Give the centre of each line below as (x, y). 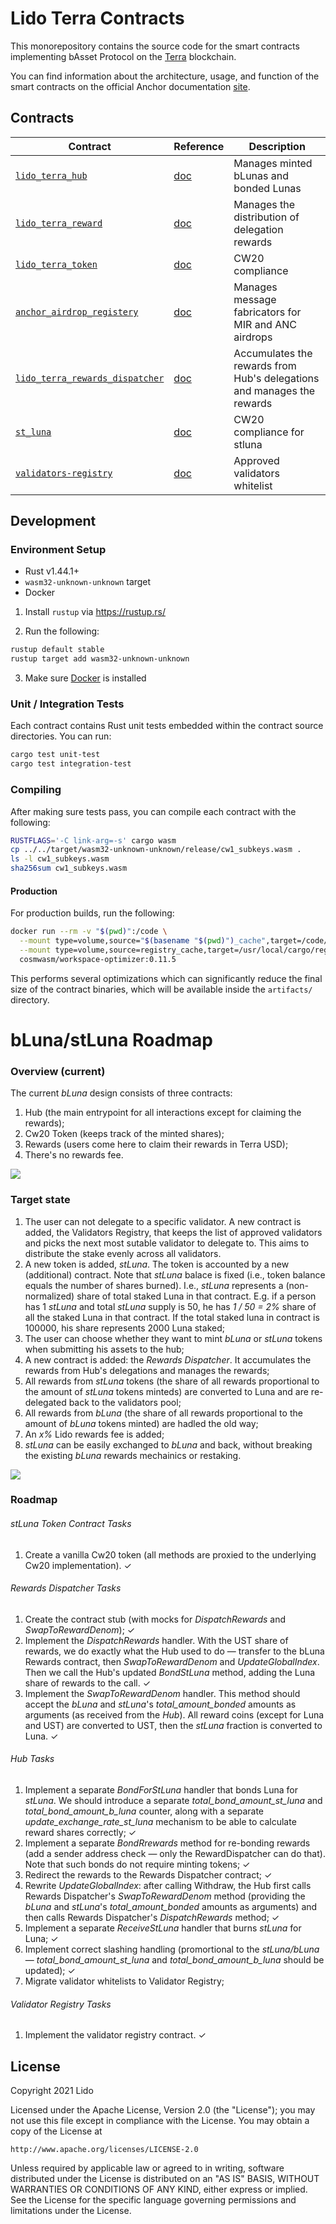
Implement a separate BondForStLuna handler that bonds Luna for (161, 1790)
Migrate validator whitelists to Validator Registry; (124, 1981)
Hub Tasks (32, 1759)
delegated (45, 1402)
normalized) (49, 1296)
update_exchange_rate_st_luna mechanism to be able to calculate (160, 1822)
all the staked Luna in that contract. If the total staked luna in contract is (172, 1317)
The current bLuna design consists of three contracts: (121, 1093)
